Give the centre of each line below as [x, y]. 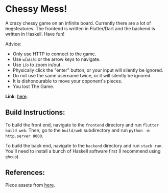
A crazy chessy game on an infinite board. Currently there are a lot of [78, 23]
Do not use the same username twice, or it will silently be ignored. [82, 75]
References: [25, 173]
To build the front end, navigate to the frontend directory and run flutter [82, 125]
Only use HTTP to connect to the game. [54, 54]
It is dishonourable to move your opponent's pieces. [67, 81]
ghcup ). [13, 156]
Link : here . [17, 96]
